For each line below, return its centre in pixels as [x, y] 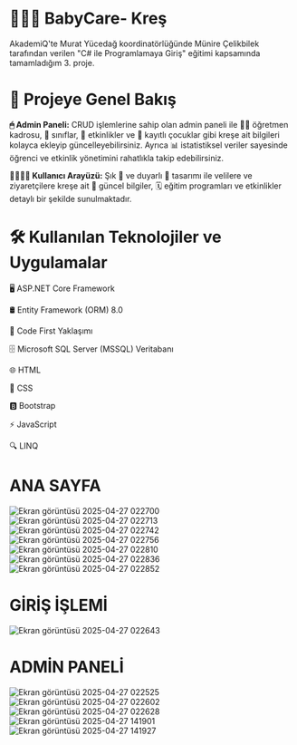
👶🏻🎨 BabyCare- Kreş [88, 19]
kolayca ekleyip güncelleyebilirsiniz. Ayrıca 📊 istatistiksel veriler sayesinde [148, 145]
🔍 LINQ [24, 445]
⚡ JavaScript [33, 424]
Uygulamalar [58, 263]
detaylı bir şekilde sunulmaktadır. [71, 198]
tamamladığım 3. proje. [52, 63]
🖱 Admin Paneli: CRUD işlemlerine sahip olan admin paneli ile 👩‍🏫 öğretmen [149, 124]
